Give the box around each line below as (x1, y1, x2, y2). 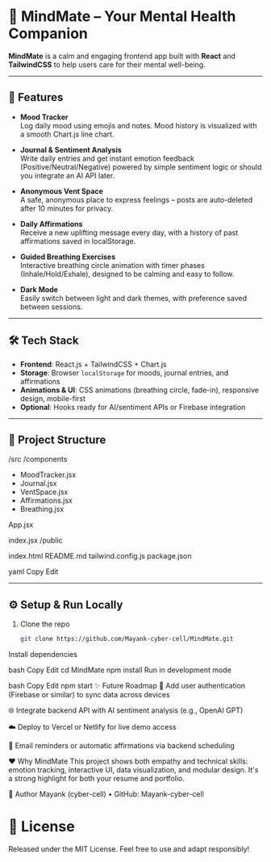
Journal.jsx (19, 479, 57, 488)
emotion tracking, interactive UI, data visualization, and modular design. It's (8, 765, 259, 775)
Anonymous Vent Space (19, 186, 103, 196)
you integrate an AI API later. (19, 170, 115, 180)
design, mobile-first (19, 393, 86, 403)
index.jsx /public (8, 536, 63, 546)
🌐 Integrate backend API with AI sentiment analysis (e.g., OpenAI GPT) (8, 705, 244, 715)
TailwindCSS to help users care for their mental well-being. (8, 60, 206, 69)
